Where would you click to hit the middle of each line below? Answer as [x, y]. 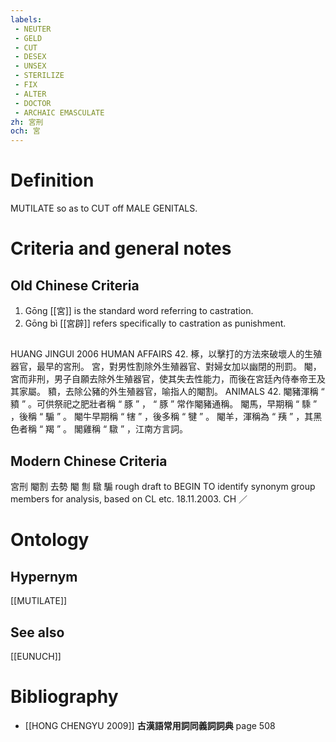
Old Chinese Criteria [75, 285]
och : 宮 [25, 131]
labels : [26, 19]
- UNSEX [30, 66]
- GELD [28, 38]
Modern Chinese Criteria [89, 461]
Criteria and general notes [121, 248]
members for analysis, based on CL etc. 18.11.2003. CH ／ [129, 499]
